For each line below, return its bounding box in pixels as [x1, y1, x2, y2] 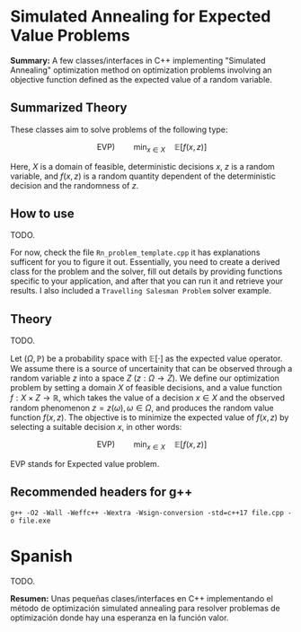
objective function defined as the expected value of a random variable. [10, 74, 273, 84]
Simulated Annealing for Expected [10, 6, 271, 27]
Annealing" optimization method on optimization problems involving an [10, 65, 272, 75]
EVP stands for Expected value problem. [10, 458, 160, 469]
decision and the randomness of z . [10, 180, 139, 190]
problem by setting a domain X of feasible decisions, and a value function [10, 382, 282, 393]
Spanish [10, 546, 73, 566]
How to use [10, 206, 75, 221]
